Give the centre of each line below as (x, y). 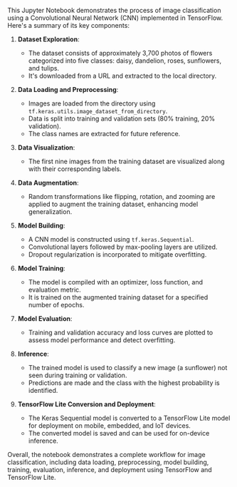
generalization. (50, 212)
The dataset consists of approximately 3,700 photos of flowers (120, 53)
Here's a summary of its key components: (69, 25)
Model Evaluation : (45, 319)
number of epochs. (56, 305)
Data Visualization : (46, 148)
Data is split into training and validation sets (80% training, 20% (122, 118)
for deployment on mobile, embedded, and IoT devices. (109, 426)
